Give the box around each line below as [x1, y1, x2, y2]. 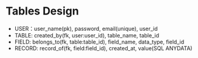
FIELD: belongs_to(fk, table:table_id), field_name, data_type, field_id [14, 38, 185, 45]
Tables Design [5, 4, 80, 18]
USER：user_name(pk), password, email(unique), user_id [14, 25, 159, 32]
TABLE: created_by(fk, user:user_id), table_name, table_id [14, 31, 159, 39]
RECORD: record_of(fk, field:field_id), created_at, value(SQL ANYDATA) [14, 44, 193, 52]
